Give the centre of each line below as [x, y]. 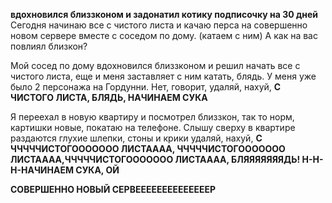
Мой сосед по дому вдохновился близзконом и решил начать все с [155, 65]
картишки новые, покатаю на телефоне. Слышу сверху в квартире [153, 127]
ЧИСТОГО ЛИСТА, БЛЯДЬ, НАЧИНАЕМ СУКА [109, 97]
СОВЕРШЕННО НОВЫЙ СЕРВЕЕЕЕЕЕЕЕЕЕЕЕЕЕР [113, 189]
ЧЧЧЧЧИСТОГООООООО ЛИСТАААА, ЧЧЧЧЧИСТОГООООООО [148, 148]
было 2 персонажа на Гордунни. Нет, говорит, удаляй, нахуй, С [146, 87]
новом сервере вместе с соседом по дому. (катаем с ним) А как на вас [164, 35]
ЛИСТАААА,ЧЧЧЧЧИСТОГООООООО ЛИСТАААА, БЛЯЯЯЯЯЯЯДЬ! [155, 159]
